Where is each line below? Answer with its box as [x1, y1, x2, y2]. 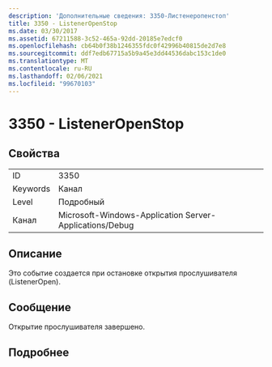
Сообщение [8, 301, 71, 314]
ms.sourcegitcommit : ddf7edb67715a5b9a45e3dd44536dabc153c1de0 [8, 49, 227, 58]
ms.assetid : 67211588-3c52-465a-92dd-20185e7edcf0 [8, 34, 183, 43]
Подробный [57, 196, 105, 207]
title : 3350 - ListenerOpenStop [8, 19, 117, 28]
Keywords [12, 183, 51, 194]
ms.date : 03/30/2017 [8, 27, 79, 35]
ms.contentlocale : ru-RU [8, 65, 92, 73]
